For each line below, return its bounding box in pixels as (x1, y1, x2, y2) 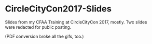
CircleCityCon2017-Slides (5, 3, 112, 14)
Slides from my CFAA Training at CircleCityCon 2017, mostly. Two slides (5, 19, 147, 25)
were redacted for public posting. (5, 24, 71, 30)
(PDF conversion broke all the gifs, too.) (5, 33, 84, 39)
